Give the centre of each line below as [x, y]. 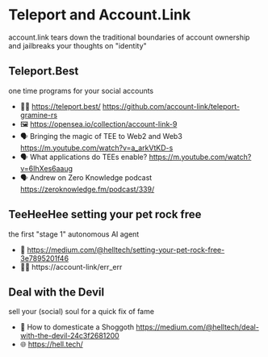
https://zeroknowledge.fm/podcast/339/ [87, 189]
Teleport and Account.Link [100, 15]
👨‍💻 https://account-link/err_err [71, 267]
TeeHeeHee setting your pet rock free [105, 214]
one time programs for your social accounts [81, 90]
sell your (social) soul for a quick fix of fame [82, 312]
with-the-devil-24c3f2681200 [69, 336]
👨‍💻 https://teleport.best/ [60, 106]
